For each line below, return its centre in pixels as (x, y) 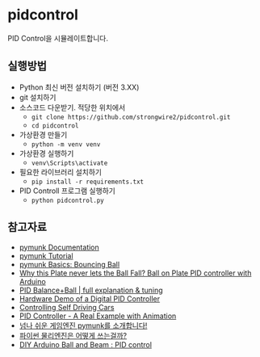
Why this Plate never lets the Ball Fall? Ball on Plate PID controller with (135, 273)
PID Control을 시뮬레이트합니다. (58, 38)
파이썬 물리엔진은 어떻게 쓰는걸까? (73, 335)
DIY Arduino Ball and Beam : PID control (86, 344)
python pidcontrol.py (67, 200)
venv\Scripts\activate (69, 163)
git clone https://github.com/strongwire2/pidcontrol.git (131, 117)
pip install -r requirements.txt (88, 182)
